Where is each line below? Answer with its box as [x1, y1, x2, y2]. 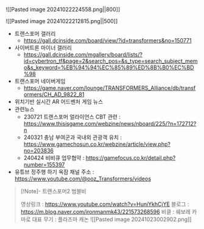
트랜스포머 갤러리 [14, 30, 56, 37]
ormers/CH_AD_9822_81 [23, 91, 85, 98]
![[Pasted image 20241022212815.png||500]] [5, 18, 118, 24]
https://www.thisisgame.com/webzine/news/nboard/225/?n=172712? [23, 120, 197, 127]
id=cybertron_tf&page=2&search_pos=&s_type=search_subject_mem [23, 58, 198, 64]
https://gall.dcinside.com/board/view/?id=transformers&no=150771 [23, 37, 192, 44]
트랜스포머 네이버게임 [14, 78, 66, 84]
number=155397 [23, 161, 65, 168]
